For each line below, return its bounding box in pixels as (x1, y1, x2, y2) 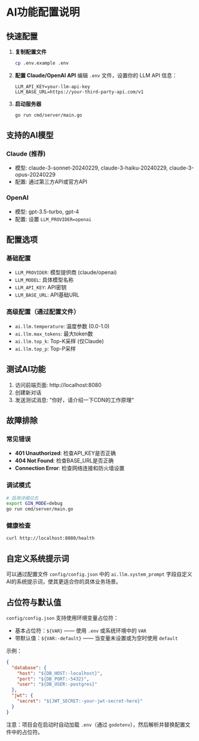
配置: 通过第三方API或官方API (14, 178, 88, 186)
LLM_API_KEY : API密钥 (14, 284, 67, 291)
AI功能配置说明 (6, 5, 80, 19)
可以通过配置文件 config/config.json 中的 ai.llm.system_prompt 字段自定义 (6, 570, 192, 578)
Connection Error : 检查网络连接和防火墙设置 (14, 465, 125, 472)
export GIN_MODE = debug (6, 501, 63, 507)
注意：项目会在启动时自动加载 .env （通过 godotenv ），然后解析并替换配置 (6, 721, 185, 728)
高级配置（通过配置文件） (6, 308, 80, 316)
